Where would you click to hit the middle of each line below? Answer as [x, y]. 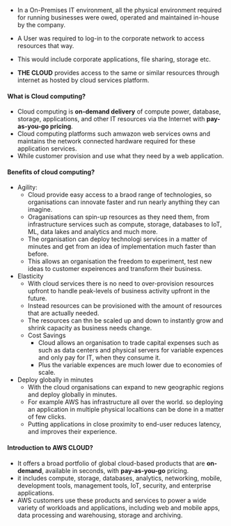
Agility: [27, 187]
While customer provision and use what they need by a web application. [120, 156]
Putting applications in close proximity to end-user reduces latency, [124, 424]
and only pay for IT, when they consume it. [99, 357]
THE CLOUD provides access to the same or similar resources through [118, 73]
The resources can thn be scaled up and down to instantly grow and [126, 320]
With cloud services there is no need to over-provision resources [121, 284]
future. [37, 298]
